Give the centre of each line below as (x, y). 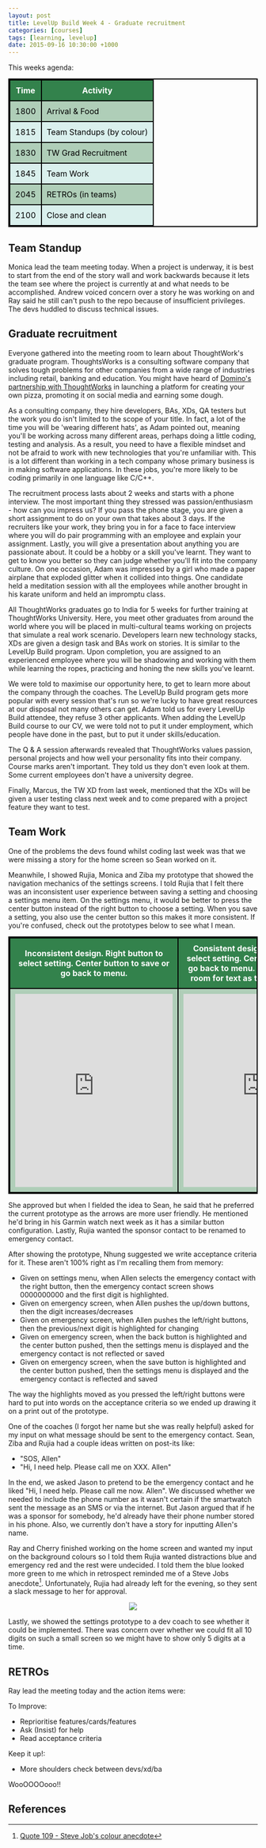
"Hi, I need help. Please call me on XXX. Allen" (95, 1467)
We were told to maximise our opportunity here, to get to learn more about (129, 684)
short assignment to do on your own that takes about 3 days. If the (117, 518)
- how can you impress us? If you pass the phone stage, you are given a (126, 510)
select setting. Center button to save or (94, 963)
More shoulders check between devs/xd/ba (91, 1769)
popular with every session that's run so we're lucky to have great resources (133, 700)
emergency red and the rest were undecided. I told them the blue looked (126, 1564)
